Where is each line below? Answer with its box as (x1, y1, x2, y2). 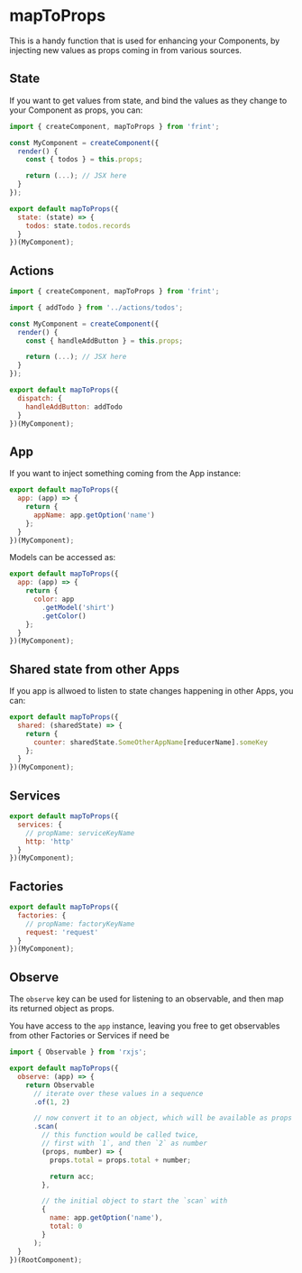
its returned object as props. (9, 1003, 114, 1014)
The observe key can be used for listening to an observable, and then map (9, 993, 284, 1004)
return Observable (25, 1080, 95, 1090)
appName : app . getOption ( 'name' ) (32, 511, 155, 520)
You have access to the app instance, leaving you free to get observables (9, 1020, 280, 1031)
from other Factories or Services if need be (9, 1030, 169, 1041)
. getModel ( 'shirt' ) (41, 603, 115, 612)
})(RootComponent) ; (9, 1255, 83, 1264)
